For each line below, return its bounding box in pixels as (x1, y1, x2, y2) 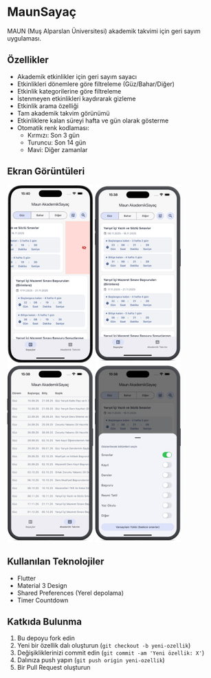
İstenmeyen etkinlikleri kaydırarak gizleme (16, 94, 136, 103)
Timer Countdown (16, 596, 69, 604)
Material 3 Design (16, 581, 67, 589)
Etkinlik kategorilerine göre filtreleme (16, 87, 122, 95)
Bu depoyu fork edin (16, 634, 76, 642)
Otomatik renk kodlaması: (16, 123, 89, 131)
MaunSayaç (7, 4, 77, 20)
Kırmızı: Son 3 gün (27, 131, 80, 139)
